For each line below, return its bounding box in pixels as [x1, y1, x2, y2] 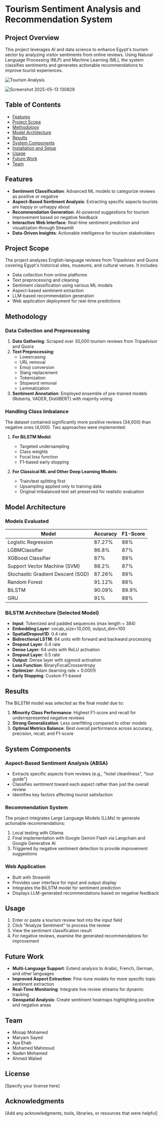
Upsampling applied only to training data [19, 484, 102, 489]
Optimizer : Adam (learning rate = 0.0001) [12, 667, 96, 673]
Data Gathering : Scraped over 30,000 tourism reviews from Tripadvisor [12, 338, 158, 344]
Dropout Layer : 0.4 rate [12, 641, 60, 647]
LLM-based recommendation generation [12, 293, 94, 299]
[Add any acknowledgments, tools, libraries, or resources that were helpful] [5, 1110, 158, 1116]
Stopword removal [19, 380, 57, 386]
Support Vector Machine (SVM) [7, 563, 80, 570]
